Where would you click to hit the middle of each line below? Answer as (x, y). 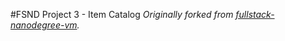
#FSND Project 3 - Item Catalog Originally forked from (122, 14)
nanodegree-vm (44, 25)
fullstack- (255, 14)
